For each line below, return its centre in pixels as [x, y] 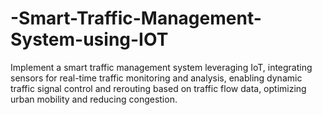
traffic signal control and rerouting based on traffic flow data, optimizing [158, 88]
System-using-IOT [89, 39]
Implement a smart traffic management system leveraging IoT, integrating [161, 67]
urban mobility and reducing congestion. [94, 99]
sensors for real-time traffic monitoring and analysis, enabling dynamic [156, 78]
